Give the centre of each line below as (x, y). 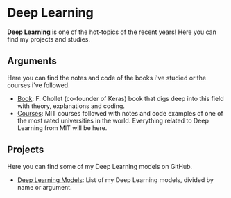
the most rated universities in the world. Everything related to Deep (113, 120)
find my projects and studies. (49, 39)
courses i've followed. (39, 85)
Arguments (32, 61)
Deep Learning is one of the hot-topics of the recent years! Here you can (112, 32)
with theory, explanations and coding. (71, 106)
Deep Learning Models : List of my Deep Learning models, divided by (115, 180)
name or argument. (44, 187)
